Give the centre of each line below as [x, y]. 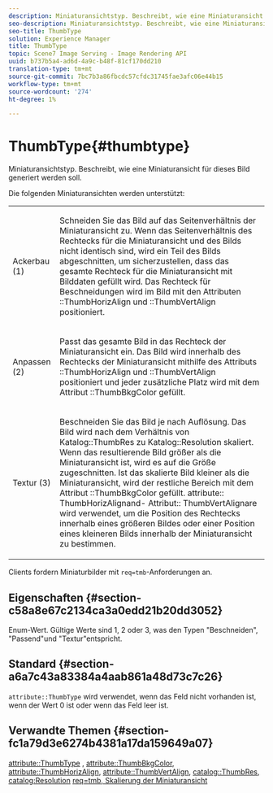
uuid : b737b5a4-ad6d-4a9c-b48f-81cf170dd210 [85, 62]
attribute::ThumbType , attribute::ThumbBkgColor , [91, 763]
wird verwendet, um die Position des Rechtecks [150, 513]
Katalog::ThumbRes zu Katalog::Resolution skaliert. [157, 442]
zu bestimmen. [88, 544]
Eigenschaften [46, 597]
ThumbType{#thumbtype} [100, 146]
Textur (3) [32, 483]
